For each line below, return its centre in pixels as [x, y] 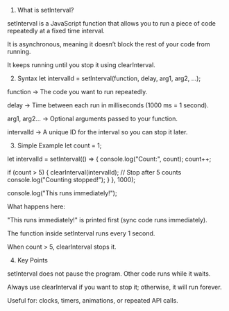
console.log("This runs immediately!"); [62, 193]
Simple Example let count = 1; [59, 145]
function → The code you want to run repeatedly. [77, 92]
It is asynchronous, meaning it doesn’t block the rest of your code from [109, 44]
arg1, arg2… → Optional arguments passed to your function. [93, 118]
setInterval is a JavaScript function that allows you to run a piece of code [112, 23]
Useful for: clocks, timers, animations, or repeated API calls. [93, 300]
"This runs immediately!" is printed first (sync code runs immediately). [108, 220]
